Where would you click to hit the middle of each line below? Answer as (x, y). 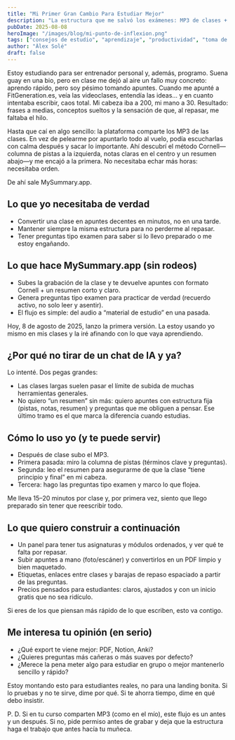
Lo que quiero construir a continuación (94, 528)
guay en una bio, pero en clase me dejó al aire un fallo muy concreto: (107, 80)
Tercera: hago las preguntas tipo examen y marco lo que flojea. (109, 484)
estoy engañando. (43, 244)
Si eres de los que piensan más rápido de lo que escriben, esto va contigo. (115, 610)
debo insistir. (26, 700)
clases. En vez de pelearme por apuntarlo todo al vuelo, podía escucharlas (115, 138)
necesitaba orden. (33, 169)
